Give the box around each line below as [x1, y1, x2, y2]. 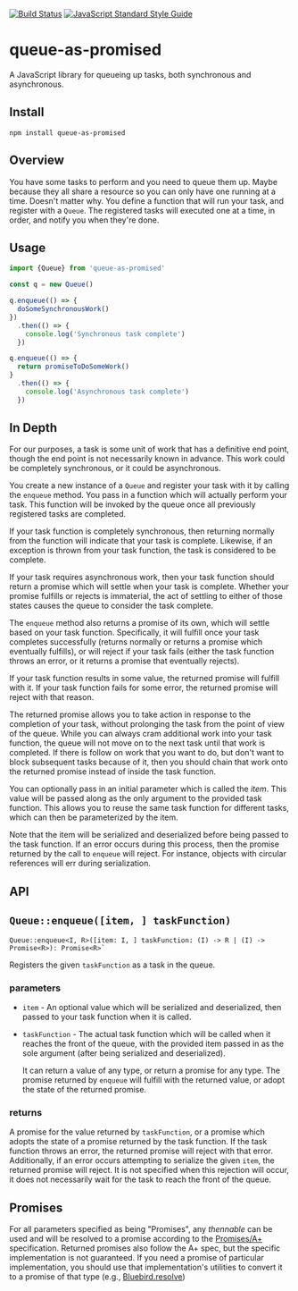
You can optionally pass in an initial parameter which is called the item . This [9, 783, 287, 795]
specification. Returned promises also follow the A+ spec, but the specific [9, 1243, 281, 1253]
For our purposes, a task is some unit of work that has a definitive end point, [9, 443, 290, 455]
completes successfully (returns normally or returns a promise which [9, 637, 263, 647]
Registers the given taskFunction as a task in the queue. [9, 959, 216, 970]
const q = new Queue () [9, 280, 94, 290]
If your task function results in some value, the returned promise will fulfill [9, 673, 279, 684]
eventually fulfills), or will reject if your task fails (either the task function [9, 646, 275, 657]
